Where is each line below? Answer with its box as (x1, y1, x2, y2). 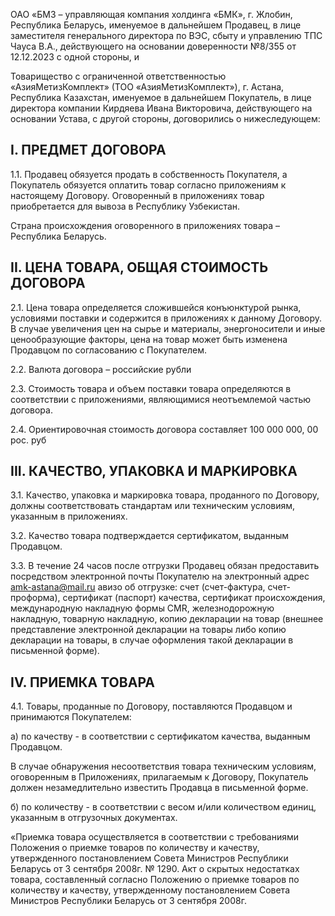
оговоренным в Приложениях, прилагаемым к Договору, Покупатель (10, 771, 309, 783)
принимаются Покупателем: (10, 711, 132, 723)
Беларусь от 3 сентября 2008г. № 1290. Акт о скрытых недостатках (10, 863, 300, 875)
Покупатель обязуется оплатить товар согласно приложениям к (10, 179, 287, 191)
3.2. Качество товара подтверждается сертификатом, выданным (10, 530, 289, 542)
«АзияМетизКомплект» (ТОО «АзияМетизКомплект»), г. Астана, (10, 81, 285, 93)
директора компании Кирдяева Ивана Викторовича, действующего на (10, 102, 313, 114)
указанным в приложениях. (10, 510, 128, 523)
